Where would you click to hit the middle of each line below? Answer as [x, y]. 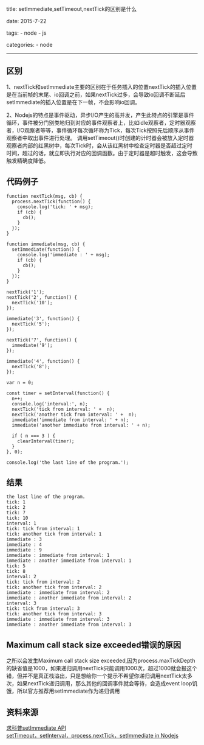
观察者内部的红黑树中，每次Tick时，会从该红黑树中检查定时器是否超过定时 [100, 145]
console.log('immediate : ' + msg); [64, 254]
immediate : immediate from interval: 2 [58, 593]
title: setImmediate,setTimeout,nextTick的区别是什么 [72, 9]
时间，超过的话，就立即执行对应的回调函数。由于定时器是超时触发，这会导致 [102, 153]
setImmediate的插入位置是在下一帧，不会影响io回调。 [73, 102]
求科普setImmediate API [36, 728]
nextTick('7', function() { [42, 340]
